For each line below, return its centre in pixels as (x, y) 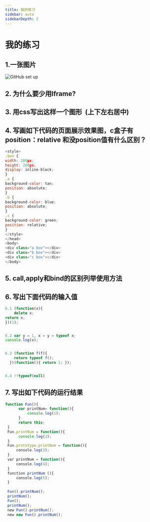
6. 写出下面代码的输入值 (41, 297)
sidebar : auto (20, 14)
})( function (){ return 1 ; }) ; (40, 363)
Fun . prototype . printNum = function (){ (47, 446)
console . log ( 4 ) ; (33, 464)
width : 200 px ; (20, 161)
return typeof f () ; (34, 358)
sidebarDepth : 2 (22, 19)
